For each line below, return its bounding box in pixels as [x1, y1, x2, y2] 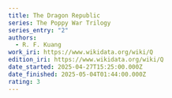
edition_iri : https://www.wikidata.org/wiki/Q [8, 56, 164, 64]
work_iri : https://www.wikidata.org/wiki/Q [8, 48, 154, 56]
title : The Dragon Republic [8, 11, 101, 20]
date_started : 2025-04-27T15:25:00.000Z [8, 63, 144, 71]
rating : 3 [8, 77, 41, 85]
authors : [8, 33, 37, 42]
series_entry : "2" [8, 26, 69, 34]
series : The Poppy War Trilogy [8, 19, 111, 27]
